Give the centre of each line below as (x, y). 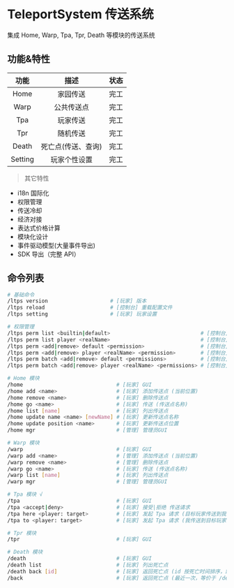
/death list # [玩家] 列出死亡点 (88, 565)
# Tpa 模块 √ (25, 494)
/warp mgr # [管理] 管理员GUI (87, 482)
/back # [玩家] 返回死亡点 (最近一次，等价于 (112, 578)
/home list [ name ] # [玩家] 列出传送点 (88, 411)
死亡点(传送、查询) (71, 146)
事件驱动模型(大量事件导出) (56, 245)
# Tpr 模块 (22, 533)
